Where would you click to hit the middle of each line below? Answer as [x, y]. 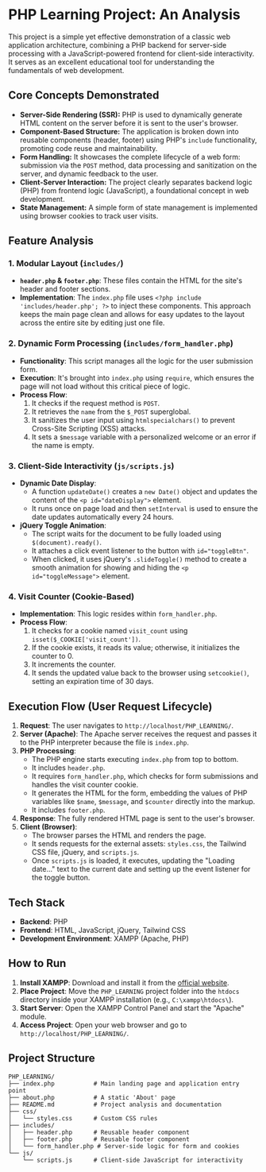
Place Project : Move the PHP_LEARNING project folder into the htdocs [129, 991]
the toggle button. [61, 878]
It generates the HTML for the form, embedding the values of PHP [139, 793]
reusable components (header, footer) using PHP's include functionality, [138, 140]
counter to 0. [52, 656]
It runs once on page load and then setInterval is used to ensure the [145, 509]
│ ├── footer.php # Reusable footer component [99, 1139]
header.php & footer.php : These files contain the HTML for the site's [131, 280]
